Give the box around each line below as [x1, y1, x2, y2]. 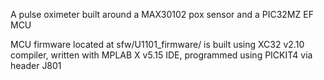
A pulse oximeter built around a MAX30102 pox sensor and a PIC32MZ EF [10, 9, 314, 20]
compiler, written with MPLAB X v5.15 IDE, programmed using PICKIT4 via [10, 49, 313, 61]
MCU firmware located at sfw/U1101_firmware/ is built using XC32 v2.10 [10, 39, 305, 50]
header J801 [10, 60, 62, 71]
